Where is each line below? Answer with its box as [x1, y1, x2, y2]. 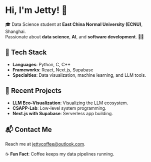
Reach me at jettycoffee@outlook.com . [5, 141, 85, 147]
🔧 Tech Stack [5, 48, 47, 57]
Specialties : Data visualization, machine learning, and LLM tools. [12, 72, 146, 78]
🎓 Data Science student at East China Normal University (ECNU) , [5, 21, 143, 27]
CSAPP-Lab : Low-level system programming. [12, 105, 106, 111]
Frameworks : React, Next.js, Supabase [12, 67, 93, 73]
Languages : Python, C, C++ [12, 61, 71, 67]
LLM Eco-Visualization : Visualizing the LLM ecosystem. [12, 100, 128, 106]
